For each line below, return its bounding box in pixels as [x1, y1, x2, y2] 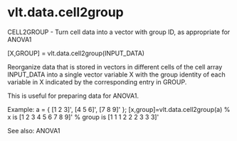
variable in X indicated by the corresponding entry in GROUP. [7, 77, 187, 86]
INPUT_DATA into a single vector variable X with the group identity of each [7, 70, 226, 79]
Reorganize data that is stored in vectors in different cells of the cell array [7, 62, 223, 71]
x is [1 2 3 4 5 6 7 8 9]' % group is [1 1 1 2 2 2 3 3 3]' [7, 113, 159, 121]
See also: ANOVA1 [7, 126, 60, 135]
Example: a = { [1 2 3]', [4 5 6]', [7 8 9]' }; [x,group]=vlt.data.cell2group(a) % [7, 105, 231, 113]
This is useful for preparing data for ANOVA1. [7, 91, 139, 100]
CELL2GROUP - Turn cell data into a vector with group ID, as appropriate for [7, 28, 231, 36]
